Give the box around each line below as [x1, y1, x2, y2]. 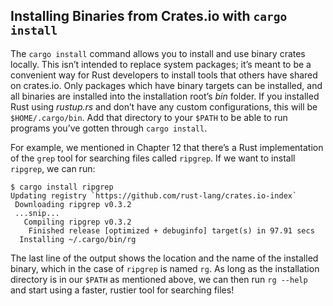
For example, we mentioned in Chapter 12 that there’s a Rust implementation [10, 141, 324, 153]
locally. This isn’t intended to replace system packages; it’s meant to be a [10, 58, 312, 70]
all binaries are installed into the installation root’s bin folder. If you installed [10, 90, 320, 102]
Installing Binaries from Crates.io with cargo [10, 8, 288, 25]
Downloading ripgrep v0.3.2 [14, 199, 132, 209]
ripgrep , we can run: [10, 162, 96, 174]
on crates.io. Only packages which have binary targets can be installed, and [10, 79, 323, 91]
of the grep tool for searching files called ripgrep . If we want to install [10, 152, 296, 164]
